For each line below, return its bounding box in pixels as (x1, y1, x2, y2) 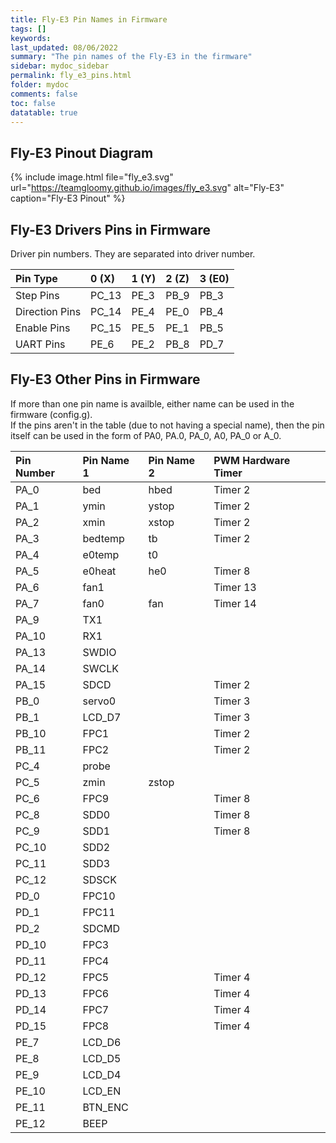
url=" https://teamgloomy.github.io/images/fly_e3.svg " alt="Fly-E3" (10, 182, 285, 194)
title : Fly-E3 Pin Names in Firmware (10, 14, 168, 25)
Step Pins (15, 289, 60, 302)
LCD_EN (82, 1084, 122, 1098)
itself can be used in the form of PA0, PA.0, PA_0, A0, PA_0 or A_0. (10, 429, 282, 441)
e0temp (82, 547, 120, 561)
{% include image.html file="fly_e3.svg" (10, 171, 174, 183)
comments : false (10, 89, 78, 99)
